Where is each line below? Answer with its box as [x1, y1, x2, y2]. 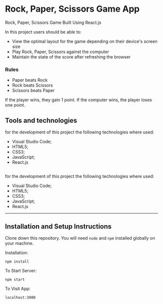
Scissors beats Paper [12, 88, 55, 94]
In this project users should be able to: [5, 29, 81, 35]
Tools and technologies [5, 116, 78, 125]
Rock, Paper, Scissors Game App [5, 3, 140, 15]
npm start [5, 277, 25, 282]
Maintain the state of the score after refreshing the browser [12, 54, 131, 59]
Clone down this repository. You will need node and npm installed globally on [5, 235, 155, 241]
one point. [5, 102, 26, 108]
